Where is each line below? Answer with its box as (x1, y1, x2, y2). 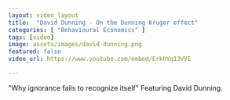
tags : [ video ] (8, 33, 55, 41)
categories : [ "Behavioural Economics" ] (8, 26, 146, 34)
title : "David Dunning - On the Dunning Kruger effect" (8, 19, 199, 27)
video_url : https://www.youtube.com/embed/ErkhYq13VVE (8, 55, 192, 63)
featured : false (8, 48, 61, 55)
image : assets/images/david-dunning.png (8, 41, 143, 48)
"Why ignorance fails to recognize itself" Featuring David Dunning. (8, 83, 223, 92)
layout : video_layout (8, 11, 79, 20)
